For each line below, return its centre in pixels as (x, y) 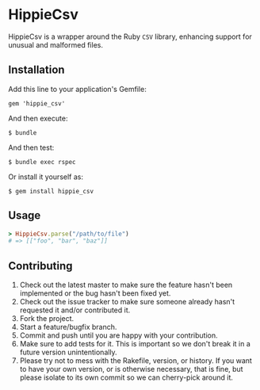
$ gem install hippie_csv (51, 191)
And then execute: (38, 118)
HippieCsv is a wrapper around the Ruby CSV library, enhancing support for (130, 36)
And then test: (31, 147)
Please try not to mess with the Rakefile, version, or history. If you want (136, 361)
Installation (36, 70)
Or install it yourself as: (46, 177)
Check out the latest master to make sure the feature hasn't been (126, 285)
